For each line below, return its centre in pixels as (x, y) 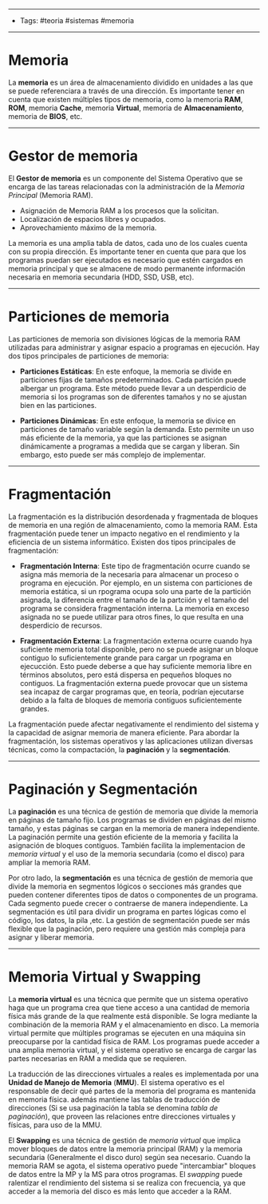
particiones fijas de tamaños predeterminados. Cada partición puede (133, 379)
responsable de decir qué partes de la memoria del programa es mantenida (132, 1091)
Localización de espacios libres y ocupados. (93, 219)
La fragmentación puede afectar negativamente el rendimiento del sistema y (134, 724)
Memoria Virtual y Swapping (104, 977)
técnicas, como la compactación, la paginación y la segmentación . (120, 749)
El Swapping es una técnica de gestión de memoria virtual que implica (124, 1140)
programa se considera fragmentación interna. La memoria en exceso (134, 608)
